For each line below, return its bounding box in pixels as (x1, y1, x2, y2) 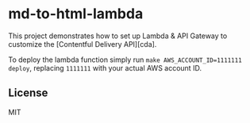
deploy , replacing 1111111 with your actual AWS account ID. (8, 63, 202, 72)
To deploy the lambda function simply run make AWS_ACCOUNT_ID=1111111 (8, 55, 242, 64)
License (8, 86, 48, 100)
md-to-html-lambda (8, 5, 144, 23)
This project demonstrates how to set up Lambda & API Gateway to (8, 31, 228, 40)
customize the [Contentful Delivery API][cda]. (8, 39, 157, 48)
